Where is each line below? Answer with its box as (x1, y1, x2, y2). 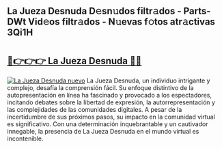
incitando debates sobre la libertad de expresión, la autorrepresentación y (7, 98, 215, 106)
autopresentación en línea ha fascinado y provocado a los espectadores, (7, 91, 212, 99)
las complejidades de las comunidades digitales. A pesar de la (7, 106, 182, 113)
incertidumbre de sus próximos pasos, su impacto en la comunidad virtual (7, 113, 215, 121)
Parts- (183, 5, 211, 17)
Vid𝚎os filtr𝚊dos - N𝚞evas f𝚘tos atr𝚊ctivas (28, 16, 215, 28)
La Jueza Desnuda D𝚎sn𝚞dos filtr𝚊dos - (7, 5, 182, 17)
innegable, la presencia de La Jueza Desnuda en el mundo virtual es (7, 128, 199, 135)
